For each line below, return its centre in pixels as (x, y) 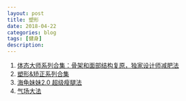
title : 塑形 (23, 20)
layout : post (26, 13)
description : (26, 45)
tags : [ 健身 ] (25, 39)
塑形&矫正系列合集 (43, 74)
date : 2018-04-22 (32, 26)
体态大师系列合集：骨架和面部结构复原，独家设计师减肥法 (98, 65)
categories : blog (32, 32)
